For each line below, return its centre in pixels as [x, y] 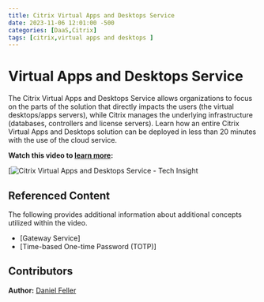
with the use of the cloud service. [62, 140]
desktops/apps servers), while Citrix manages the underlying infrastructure [130, 115]
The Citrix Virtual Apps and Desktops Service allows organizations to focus [130, 99]
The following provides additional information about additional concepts [125, 214]
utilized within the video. [48, 223]
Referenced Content [59, 195]
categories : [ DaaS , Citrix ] [53, 30]
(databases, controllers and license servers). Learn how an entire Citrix [124, 124]
